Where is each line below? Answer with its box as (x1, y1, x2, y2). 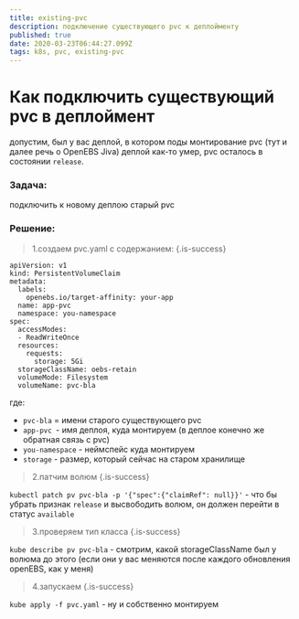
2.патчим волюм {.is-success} (31, 471, 150, 482)
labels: (17, 284, 48, 293)
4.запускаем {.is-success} (31, 581, 134, 592)
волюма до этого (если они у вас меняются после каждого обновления (9, 553, 291, 564)
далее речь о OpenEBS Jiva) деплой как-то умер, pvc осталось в (9, 146, 263, 157)
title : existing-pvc (9, 13, 89, 23)
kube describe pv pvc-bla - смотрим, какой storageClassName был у (9, 543, 277, 554)
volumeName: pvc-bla (17, 380, 96, 390)
